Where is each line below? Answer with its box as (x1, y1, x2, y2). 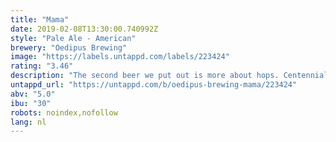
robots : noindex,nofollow (10, 107, 118, 118)
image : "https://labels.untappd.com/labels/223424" (10, 52, 230, 62)
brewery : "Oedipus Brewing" (10, 42, 128, 53)
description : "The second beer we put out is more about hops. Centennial (10, 71, 329, 81)
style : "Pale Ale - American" (10, 33, 137, 43)
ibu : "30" (10, 98, 52, 108)
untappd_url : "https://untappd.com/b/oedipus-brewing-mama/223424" (10, 80, 298, 90)
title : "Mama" (10, 14, 70, 25)
